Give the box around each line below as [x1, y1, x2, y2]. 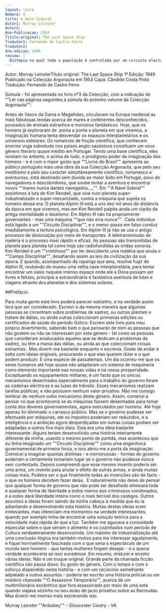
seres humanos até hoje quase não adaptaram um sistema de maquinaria [5, 362, 154, 368]
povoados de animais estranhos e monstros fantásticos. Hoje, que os [5, 122, 146, 128]
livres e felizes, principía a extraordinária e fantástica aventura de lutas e [5, 274, 153, 280]
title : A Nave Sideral [5, 16, 52, 21]
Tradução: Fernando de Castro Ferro [5, 82, 80, 88]
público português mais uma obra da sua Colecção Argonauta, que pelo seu [5, 164, 161, 170]
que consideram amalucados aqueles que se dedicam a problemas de [5, 336, 148, 342]
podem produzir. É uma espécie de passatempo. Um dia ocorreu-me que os [5, 356, 160, 362]
